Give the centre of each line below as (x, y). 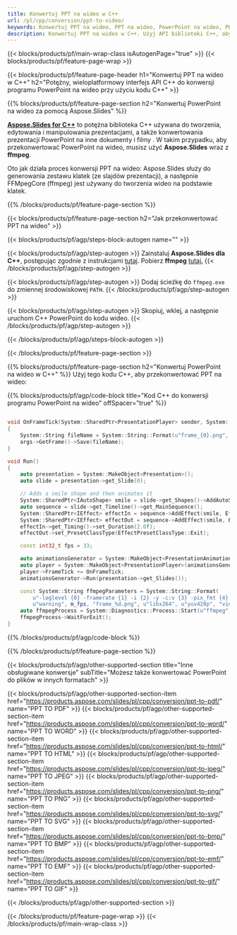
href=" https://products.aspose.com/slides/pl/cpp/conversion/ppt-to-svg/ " (115, 813)
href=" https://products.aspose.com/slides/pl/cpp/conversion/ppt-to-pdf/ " (115, 701)
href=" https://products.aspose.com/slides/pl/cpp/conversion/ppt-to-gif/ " (114, 881)
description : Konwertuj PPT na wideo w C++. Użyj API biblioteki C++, (113, 34)
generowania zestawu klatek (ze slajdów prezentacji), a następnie (103, 176)
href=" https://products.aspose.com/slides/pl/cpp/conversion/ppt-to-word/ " (117, 723)
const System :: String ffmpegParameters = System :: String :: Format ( (120, 591)
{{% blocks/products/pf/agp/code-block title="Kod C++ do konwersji (108, 396)
